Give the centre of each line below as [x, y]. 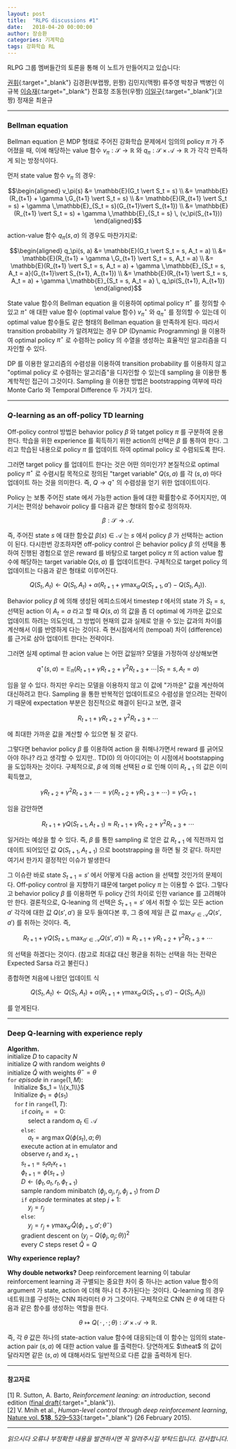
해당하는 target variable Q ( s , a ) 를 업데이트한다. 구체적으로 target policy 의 [124, 562]
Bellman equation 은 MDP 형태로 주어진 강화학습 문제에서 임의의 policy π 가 [112, 142]
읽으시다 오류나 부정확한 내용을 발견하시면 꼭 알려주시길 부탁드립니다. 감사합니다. [118, 1439]
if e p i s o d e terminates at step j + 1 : [71, 1200]
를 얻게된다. [24, 1008]
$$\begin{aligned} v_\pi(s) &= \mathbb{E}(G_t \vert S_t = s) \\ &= [101, 190]
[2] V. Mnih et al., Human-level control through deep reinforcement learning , [117, 1410]
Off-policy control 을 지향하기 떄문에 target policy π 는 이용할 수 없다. [113, 884]
